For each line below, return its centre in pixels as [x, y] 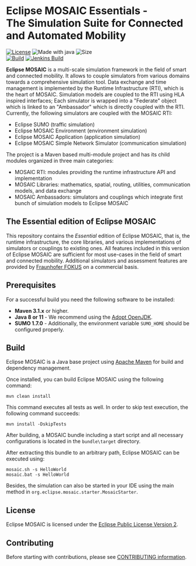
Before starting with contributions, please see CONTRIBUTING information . [97, 557]
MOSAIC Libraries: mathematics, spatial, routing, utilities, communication [102, 184]
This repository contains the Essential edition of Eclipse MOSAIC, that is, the [98, 236]
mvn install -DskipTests [36, 424]
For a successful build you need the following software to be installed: [90, 299]
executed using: [25, 459]
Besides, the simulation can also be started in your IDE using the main [90, 486]
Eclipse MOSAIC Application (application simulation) [77, 137]
